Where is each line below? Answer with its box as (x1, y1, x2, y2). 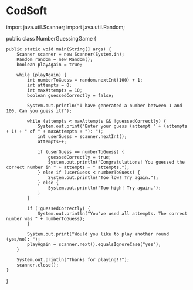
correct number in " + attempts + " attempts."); (6, 164, 130, 170)
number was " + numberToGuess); (6, 215, 85, 221)
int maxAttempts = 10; (27, 87, 83, 93)
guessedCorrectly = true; (48, 154, 111, 160)
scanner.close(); (16, 262, 59, 268)
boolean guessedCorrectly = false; (27, 92, 114, 98)
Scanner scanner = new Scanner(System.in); (16, 51, 125, 57)
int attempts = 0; (27, 82, 72, 88)
